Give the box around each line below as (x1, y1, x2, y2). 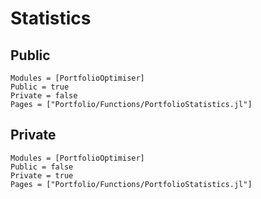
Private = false (10, 91, 78, 101)
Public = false (10, 162, 74, 172)
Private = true (10, 170, 74, 181)
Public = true (10, 82, 70, 92)
